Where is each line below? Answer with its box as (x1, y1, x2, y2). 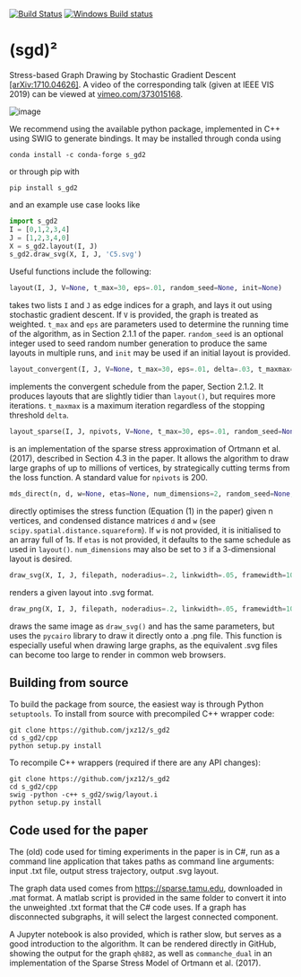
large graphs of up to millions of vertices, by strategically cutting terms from (9, 462, 290, 473)
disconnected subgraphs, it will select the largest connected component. (9, 911, 279, 922)
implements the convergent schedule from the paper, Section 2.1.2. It (9, 382, 264, 392)
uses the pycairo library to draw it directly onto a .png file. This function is (9, 629, 282, 641)
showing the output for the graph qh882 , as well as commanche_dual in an (9, 948, 273, 959)
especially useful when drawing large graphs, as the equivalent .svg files (9, 639, 278, 650)
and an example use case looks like (9, 198, 141, 210)
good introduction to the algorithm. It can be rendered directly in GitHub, (9, 938, 277, 949)
